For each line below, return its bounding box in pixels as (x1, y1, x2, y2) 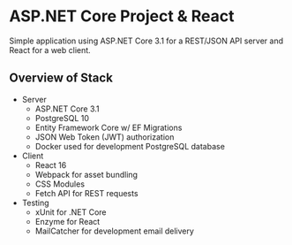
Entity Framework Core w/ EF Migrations (34, 122, 183, 133)
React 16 (34, 159, 67, 170)
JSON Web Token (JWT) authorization (34, 131, 175, 142)
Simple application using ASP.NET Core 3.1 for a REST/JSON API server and (9, 35, 284, 46)
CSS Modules (34, 179, 86, 189)
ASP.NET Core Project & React (9, 6, 236, 27)
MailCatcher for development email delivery (34, 226, 194, 236)
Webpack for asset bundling (34, 169, 139, 180)
